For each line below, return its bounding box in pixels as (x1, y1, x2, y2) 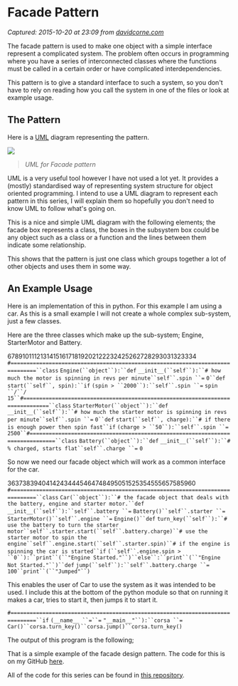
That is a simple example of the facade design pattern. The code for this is (7, 649, 225, 658)
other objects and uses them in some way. (7, 261, 131, 271)
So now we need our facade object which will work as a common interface (7, 457, 226, 466)
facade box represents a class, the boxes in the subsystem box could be (7, 225, 220, 234)
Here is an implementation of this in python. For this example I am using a (7, 301, 222, 310)
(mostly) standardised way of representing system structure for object (7, 181, 213, 189)
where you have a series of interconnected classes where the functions (7, 56, 217, 65)
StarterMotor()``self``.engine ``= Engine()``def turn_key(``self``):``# (7, 515, 227, 522)
